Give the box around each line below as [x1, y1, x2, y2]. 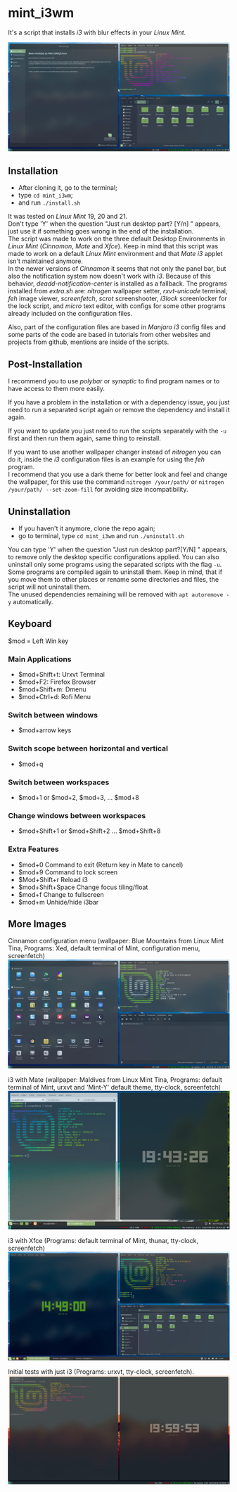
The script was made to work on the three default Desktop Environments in [8, 234, 226, 243]
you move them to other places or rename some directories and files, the [8, 575, 219, 583]
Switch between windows [8, 710, 98, 720]
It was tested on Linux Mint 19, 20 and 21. [8, 212, 128, 221]
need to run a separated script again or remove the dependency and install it [8, 406, 230, 414]
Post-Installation [8, 358, 83, 370]
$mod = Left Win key [8, 637, 69, 645]
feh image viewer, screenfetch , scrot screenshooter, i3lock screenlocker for [8, 294, 227, 303]
